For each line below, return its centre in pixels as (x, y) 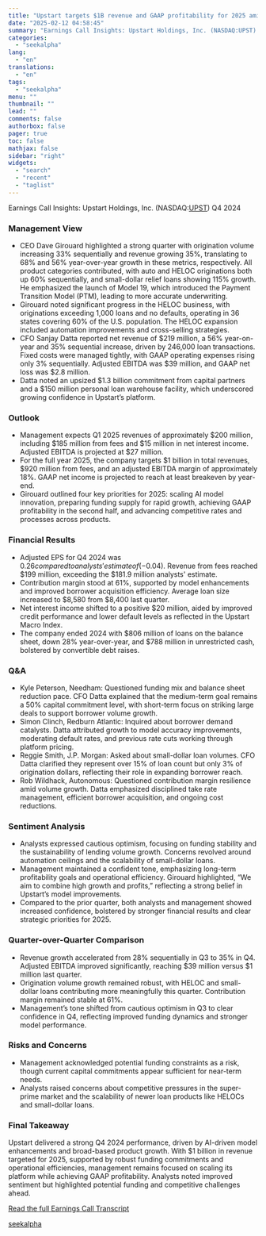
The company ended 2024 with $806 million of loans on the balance (131, 633)
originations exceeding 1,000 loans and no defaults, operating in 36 (129, 313)
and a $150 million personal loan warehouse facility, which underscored (137, 389)
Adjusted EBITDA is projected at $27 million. (91, 452)
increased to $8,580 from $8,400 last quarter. (95, 599)
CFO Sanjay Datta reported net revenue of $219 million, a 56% (121, 339)
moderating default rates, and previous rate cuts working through (126, 738)
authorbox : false (37, 126)
